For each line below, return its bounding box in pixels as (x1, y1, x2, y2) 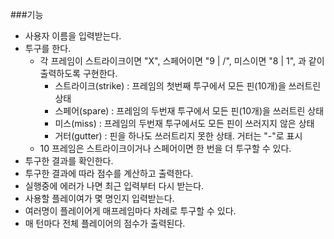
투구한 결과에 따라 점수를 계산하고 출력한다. (24, 168, 194, 179)
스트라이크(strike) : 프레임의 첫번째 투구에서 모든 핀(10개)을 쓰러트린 (54, 80, 322, 92)
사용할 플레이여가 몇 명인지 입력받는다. (24, 193, 175, 204)
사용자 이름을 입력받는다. (24, 30, 122, 42)
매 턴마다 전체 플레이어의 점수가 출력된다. (24, 218, 186, 229)
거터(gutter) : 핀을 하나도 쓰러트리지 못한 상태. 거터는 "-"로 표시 (54, 130, 303, 142)
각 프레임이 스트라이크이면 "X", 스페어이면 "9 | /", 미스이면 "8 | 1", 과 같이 (39, 55, 325, 67)
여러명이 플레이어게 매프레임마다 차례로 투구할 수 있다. (24, 205, 237, 217)
